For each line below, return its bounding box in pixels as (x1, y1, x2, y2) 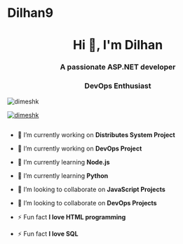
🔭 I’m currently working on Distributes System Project (17, 130, 175, 139)
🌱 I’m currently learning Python (17, 171, 109, 180)
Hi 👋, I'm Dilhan (72, 37, 163, 53)
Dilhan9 (7, 5, 54, 21)
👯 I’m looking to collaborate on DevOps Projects (17, 198, 157, 207)
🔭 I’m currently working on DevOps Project (17, 144, 142, 153)
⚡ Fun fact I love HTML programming (17, 212, 126, 221)
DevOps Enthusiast (84, 81, 151, 91)
